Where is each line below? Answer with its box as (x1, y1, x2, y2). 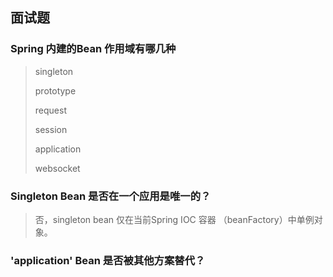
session (34, 123, 68, 135)
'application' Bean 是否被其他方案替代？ (10, 253, 206, 267)
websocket (34, 162, 81, 174)
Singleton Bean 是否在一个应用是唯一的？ (10, 189, 212, 203)
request (34, 104, 67, 116)
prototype (34, 84, 77, 97)
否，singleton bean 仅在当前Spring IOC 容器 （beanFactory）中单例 (34, 213, 315, 225)
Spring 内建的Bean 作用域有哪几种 (10, 42, 177, 56)
